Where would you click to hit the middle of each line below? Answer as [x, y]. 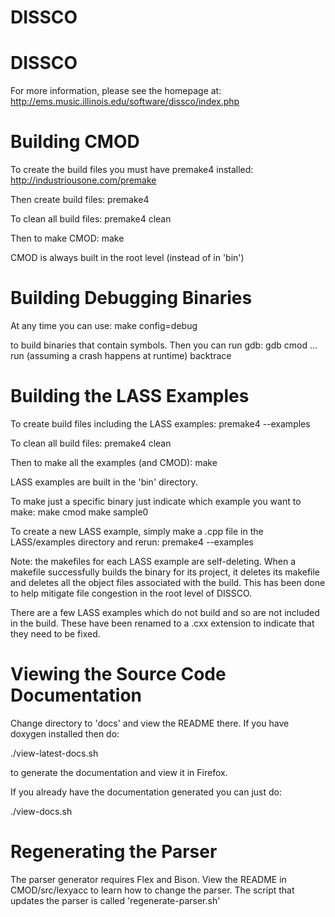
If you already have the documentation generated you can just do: [146, 792]
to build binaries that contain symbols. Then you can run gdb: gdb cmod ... [164, 345]
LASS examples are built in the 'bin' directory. [104, 482]
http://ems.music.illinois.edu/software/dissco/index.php [125, 102]
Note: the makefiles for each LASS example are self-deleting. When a [153, 561]
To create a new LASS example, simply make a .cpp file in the [137, 531]
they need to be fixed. [55, 633]
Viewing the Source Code [118, 674]
